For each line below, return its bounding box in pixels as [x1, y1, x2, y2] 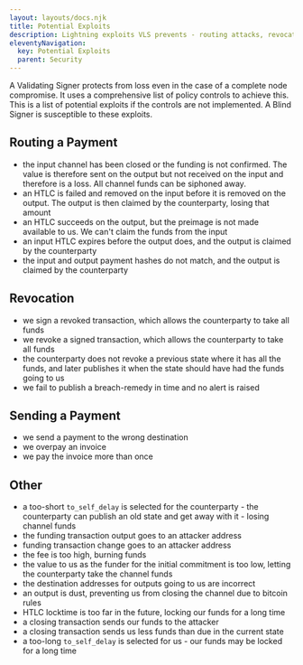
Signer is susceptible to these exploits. [9, 109, 153, 119]
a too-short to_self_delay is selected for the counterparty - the [22, 501, 259, 512]
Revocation [9, 291, 75, 306]
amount [22, 207, 51, 218]
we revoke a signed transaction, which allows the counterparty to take [22, 333, 284, 344]
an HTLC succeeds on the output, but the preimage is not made [22, 216, 260, 227]
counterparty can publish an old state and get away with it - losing [22, 511, 270, 522]
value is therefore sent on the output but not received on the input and [22, 168, 284, 179]
